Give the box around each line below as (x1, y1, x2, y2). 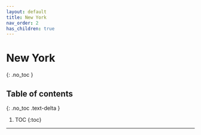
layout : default (6, 8, 47, 15)
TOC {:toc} (14, 116, 42, 123)
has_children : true (6, 25, 55, 32)
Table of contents (6, 88, 73, 99)
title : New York (6, 14, 47, 20)
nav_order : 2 (6, 20, 39, 26)
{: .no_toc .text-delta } (6, 104, 60, 112)
